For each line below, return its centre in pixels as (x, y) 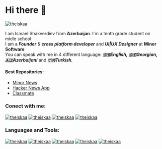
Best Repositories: (25, 72)
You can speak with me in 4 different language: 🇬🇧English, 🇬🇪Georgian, (81, 54)
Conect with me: (26, 106)
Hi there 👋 (26, 10)
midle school (18, 39)
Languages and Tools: (32, 130)
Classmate (23, 93)
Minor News (25, 83)
